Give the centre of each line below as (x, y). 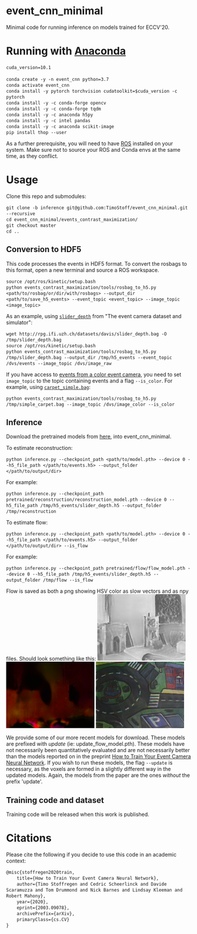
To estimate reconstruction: (39, 448)
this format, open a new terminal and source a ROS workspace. (83, 270)
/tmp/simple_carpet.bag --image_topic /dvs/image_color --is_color (91, 404)
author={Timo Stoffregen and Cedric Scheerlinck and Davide (92, 884)
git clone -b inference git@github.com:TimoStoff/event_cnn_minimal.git (97, 208)
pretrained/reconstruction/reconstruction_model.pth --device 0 (86, 500)
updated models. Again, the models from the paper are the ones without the (98, 775)
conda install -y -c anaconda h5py (50, 115)
